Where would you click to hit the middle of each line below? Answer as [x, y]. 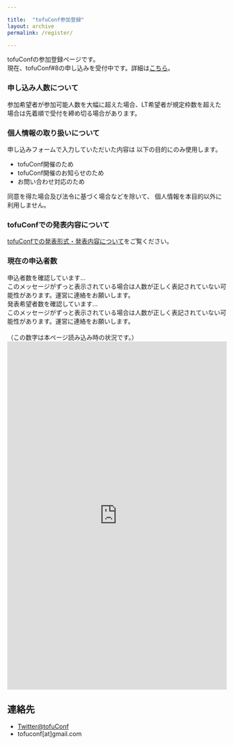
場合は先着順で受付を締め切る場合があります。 [74, 113]
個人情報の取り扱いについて [54, 133]
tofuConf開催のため [46, 164]
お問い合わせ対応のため [51, 181]
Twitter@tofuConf [43, 727]
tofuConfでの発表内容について [58, 225]
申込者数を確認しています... [46, 277]
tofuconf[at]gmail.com [49, 734]
